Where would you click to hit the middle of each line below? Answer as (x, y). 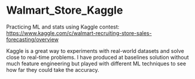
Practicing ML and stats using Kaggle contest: (63, 27)
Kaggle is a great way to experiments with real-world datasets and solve (95, 50)
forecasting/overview (32, 39)
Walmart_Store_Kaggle (65, 10)
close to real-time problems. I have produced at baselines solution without (98, 57)
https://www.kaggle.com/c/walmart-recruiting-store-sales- (79, 33)
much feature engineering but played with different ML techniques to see (96, 64)
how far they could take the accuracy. (53, 69)
